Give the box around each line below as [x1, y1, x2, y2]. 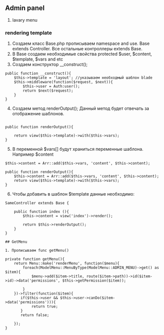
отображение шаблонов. [12, 111, 65, 117]
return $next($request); [23, 88, 74, 93]
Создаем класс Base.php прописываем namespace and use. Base [12, 40, 150, 46]
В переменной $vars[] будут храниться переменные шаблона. [12, 146, 144, 152]
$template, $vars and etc [12, 56, 63, 62]
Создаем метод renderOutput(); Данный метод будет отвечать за [12, 105, 149, 111]
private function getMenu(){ [5, 257, 65, 262]
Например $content [12, 151, 54, 157]
